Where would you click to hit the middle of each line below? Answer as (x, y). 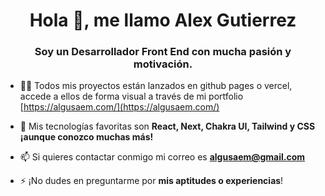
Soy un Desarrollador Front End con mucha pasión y (163, 52)
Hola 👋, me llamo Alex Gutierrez (163, 20)
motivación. (163, 64)
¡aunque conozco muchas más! (86, 137)
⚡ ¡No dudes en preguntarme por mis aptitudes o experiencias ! (151, 181)
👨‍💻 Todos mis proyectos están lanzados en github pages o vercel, (156, 86)
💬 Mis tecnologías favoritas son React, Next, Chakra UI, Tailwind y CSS (167, 126)
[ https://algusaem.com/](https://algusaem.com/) (119, 107)
